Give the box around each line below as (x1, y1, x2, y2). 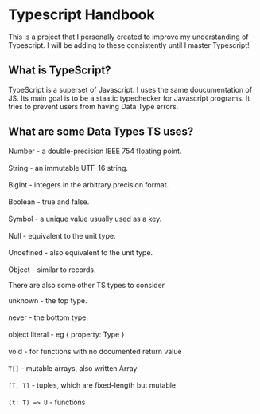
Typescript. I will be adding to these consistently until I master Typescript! (8, 40, 250, 49)
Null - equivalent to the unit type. (8, 231, 117, 240)
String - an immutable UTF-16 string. (8, 163, 129, 172)
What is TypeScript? (8, 64, 111, 77)
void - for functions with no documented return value (8, 346, 182, 356)
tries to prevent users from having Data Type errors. (8, 101, 179, 111)
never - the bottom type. (8, 313, 89, 322)
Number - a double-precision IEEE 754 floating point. (8, 146, 182, 156)
